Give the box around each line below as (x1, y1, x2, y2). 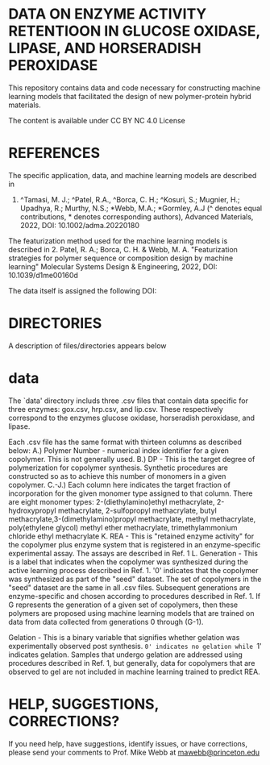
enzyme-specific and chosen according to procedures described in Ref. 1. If (8, 591, 261, 601)
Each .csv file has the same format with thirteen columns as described (8, 437, 242, 447)
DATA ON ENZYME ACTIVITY (8, 5, 207, 23)
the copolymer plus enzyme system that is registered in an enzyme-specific (8, 539, 261, 549)
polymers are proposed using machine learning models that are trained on (8, 608, 255, 617)
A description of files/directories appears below (8, 340, 167, 351)
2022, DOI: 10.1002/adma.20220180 (19, 220, 139, 230)
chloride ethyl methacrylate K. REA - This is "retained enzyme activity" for (8, 531, 255, 541)
